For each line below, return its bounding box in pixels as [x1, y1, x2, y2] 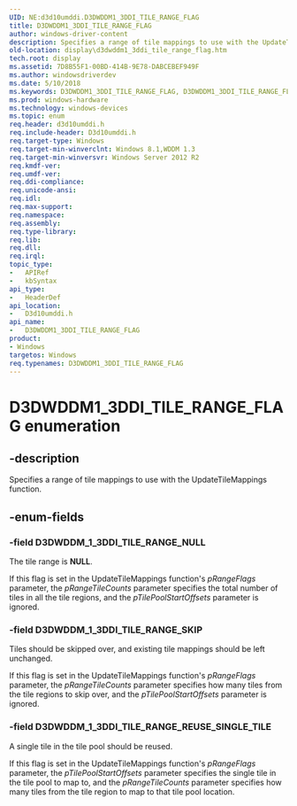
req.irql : [9, 252, 46, 261]
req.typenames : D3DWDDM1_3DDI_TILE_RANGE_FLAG [9, 359, 184, 368]
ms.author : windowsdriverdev [9, 71, 117, 80]
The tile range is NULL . [9, 556, 93, 567]
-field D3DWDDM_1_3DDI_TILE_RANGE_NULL [9, 536, 206, 548]
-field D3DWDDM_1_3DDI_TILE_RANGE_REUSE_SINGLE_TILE [9, 721, 272, 733]
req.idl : [9, 194, 42, 204]
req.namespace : [9, 210, 65, 220]
